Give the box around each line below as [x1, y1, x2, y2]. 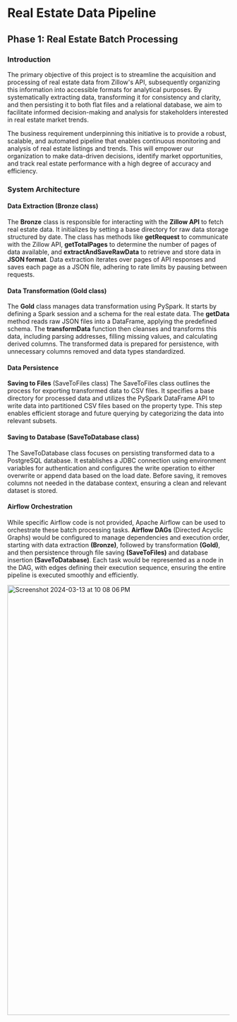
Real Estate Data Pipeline [7, 5, 157, 21]
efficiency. [7, 166, 38, 175]
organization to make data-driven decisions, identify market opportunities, [7, 151, 224, 160]
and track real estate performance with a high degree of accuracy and [7, 159, 212, 168]
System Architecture [7, 184, 80, 194]
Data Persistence [7, 363, 59, 372]
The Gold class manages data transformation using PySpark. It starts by [7, 302, 217, 310]
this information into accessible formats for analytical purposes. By [7, 85, 202, 93]
